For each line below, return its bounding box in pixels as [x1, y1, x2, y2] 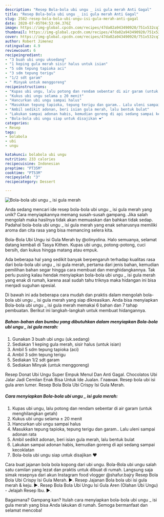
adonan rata [12, 431, 37, 437]
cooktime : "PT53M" [5, 170, 42, 175]
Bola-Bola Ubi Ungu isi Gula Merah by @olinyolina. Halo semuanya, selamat [5, 237, 157, 242]
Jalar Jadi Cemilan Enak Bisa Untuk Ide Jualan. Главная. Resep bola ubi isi [5, 376, 155, 382]
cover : [5, 35, 19, 40]
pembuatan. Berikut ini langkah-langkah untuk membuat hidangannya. [5, 308, 146, 313]
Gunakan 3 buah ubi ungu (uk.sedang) [12, 336, 90, 342]
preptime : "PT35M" [5, 165, 42, 171]
